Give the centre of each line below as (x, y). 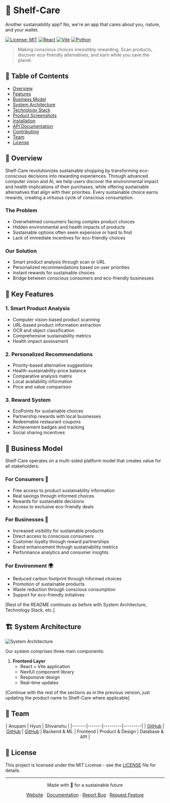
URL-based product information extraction (57, 325)
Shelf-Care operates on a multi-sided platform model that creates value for (83, 461)
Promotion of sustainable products (49, 584)
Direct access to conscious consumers (53, 536)
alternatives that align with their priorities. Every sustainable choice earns (82, 192)
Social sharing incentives (39, 433)
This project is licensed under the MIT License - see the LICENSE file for (80, 765)
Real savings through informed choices (53, 496)
